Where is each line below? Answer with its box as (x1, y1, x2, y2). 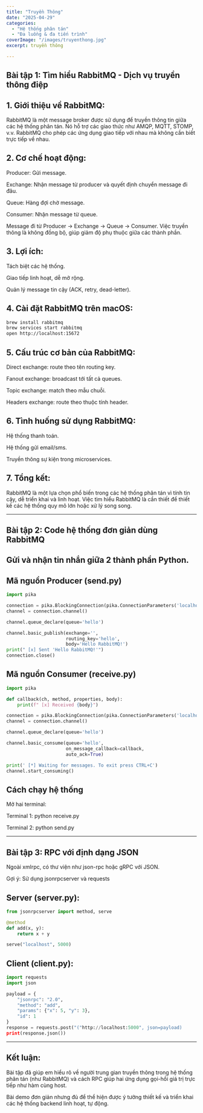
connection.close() (6, 652, 56, 659)
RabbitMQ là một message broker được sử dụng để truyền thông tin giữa (6, 116, 187, 124)
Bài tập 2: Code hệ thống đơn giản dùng (6, 525, 158, 535)
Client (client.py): (6, 958, 74, 969)
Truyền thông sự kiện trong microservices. (6, 455, 112, 462)
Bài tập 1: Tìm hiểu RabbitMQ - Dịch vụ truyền (6, 70, 180, 80)
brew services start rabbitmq (6, 325, 83, 331)
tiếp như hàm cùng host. (6, 1082, 67, 1089)
